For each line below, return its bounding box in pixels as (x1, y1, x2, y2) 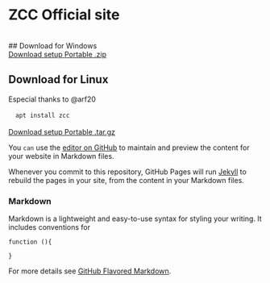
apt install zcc (15, 111, 70, 119)
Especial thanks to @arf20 (8, 94, 97, 104)
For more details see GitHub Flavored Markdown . (8, 266, 172, 276)
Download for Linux (8, 73, 109, 86)
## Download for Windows (8, 40, 98, 50)
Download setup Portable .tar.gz (8, 127, 115, 136)
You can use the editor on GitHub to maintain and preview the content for (8, 143, 250, 152)
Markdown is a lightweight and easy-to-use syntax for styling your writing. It (8, 214, 262, 223)
